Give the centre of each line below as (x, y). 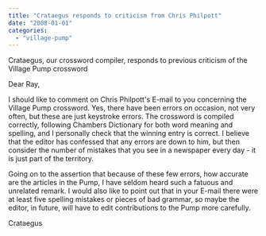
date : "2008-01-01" (40, 23)
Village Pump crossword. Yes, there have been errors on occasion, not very (132, 108)
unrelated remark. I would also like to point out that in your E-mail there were (133, 191)
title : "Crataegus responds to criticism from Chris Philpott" (115, 15)
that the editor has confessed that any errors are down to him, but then (124, 142)
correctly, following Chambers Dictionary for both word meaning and (121, 125)
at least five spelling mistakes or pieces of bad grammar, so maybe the (124, 199)
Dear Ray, (24, 84)
